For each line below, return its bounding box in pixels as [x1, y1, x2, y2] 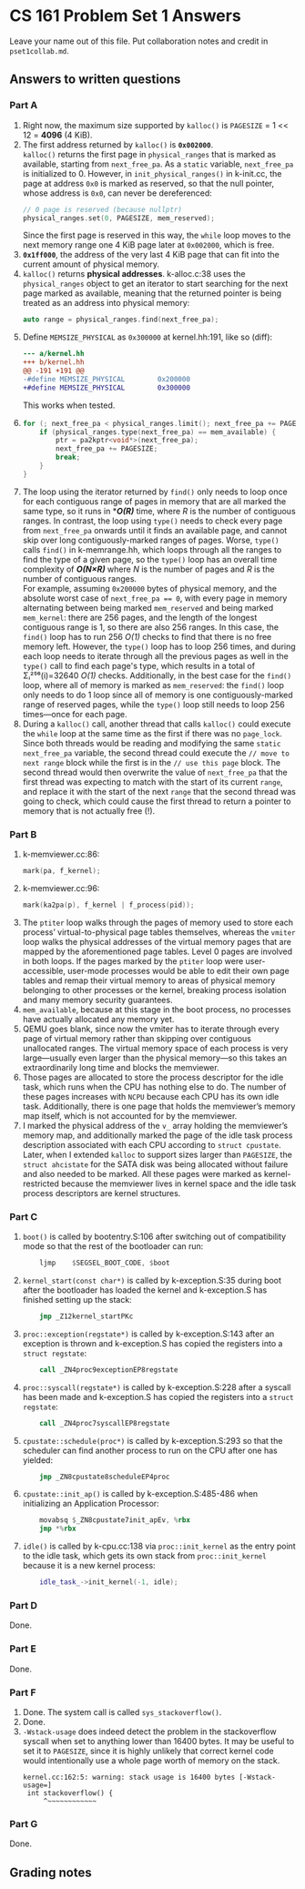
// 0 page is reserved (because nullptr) [22, 205, 182, 214]
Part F [9, 1686, 36, 1699]
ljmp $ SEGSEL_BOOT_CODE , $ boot [39, 1258, 170, 1268]
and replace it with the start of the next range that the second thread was [22, 786, 296, 797]
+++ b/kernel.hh [22, 358, 85, 367]
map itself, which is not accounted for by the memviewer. [22, 1110, 238, 1121]
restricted [22, 1178, 59, 1189]
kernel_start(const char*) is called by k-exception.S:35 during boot [22, 1275, 282, 1285]
